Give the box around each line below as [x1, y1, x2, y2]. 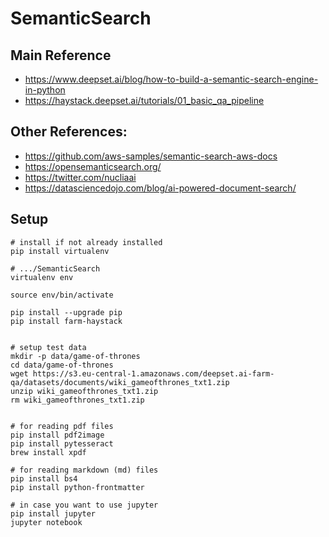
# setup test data [10, 342, 87, 352]
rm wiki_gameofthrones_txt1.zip [10, 395, 145, 405]
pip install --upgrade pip [10, 307, 123, 317]
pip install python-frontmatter [10, 482, 145, 492]
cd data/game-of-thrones [10, 360, 114, 370]
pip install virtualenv [10, 246, 110, 256]
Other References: [10, 123, 128, 141]
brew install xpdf [10, 447, 87, 457]
